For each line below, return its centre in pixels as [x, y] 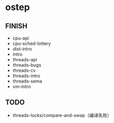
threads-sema [27, 81]
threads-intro [26, 76]
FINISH [16, 26]
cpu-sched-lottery [32, 44]
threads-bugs [27, 65]
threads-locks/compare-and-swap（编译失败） [62, 115]
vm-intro [22, 87]
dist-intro [22, 49]
